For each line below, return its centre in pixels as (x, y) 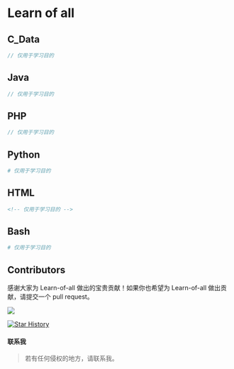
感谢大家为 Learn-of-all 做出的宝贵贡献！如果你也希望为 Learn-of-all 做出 (114, 288)
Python (24, 154)
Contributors (37, 270)
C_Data (24, 39)
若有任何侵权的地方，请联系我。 (71, 358)
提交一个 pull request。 (60, 297)
